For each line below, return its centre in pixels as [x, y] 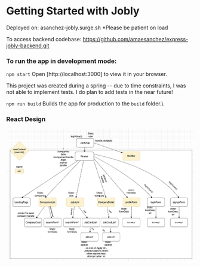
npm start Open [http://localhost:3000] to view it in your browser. [87, 74]
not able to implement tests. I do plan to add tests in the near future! [90, 92]
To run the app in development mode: [61, 61]
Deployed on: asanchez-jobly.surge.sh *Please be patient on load [87, 28]
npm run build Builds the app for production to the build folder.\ [85, 104]
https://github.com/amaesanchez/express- [136, 39]
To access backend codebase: [44, 39]
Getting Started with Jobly [73, 11]
